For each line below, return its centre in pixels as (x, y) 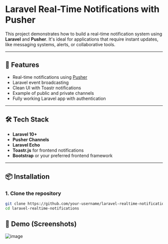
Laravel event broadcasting (40, 82)
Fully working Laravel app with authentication (59, 98)
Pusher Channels (31, 140)
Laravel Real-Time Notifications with (82, 9)
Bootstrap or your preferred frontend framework (62, 155)
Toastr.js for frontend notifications (48, 150)
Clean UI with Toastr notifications (47, 88)
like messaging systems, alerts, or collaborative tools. (60, 44)
